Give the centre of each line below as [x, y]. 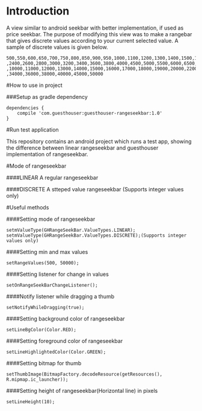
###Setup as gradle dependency [47, 97]
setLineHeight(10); [31, 402]
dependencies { [25, 108]
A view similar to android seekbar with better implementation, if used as [95, 28]
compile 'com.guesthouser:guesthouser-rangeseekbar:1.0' [90, 113]
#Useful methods [28, 207]
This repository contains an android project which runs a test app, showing [99, 141]
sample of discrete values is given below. [57, 47]
